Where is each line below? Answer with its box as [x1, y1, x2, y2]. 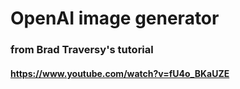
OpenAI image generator [10, 7, 220, 30]
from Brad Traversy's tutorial [10, 43, 154, 57]
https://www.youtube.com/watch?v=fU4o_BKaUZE [10, 67, 230, 79]
